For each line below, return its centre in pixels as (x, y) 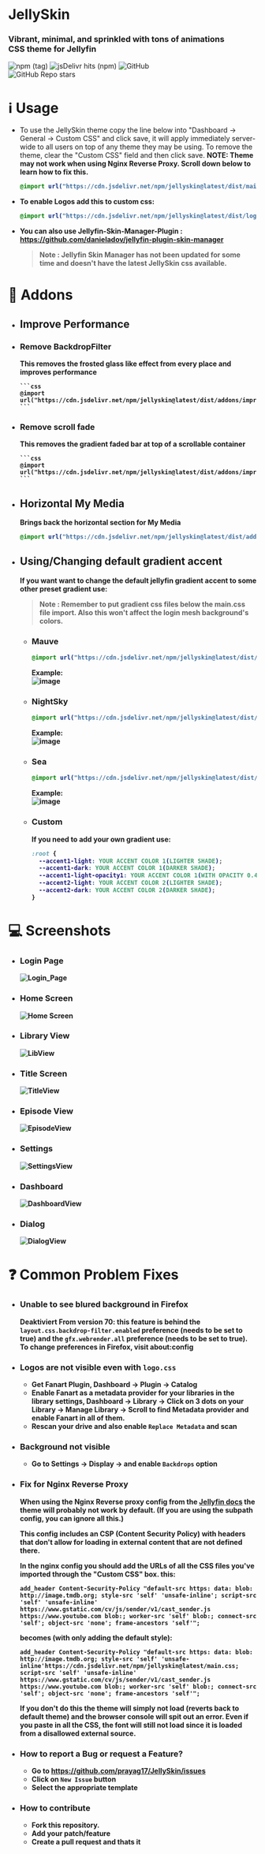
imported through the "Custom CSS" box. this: (97, 1574)
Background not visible (65, 1447)
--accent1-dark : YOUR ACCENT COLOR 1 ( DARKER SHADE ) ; (127, 868)
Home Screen (46, 998)
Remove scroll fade (57, 427)
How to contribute (55, 1807)
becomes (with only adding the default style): (96, 1637)
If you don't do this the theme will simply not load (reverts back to (129, 1708)
